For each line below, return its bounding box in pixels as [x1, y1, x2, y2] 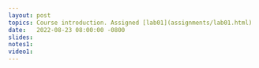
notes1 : [8, 41, 34, 48]
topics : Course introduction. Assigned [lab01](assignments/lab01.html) [8, 19, 253, 27]
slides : [8, 33, 34, 41]
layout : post [8, 11, 51, 20]
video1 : [8, 48, 34, 55]
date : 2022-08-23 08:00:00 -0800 [8, 26, 126, 34]
